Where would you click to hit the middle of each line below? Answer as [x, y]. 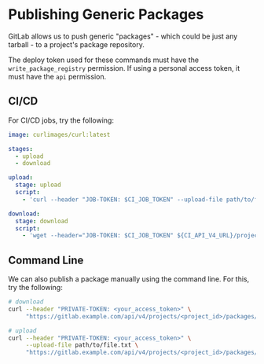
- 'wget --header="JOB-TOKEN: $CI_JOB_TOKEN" [98, 236]
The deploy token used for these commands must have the [103, 60]
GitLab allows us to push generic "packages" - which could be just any [123, 36]
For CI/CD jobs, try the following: [61, 120]
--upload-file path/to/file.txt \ [82, 345]
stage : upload [38, 185]
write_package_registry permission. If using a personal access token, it [124, 68]
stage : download [42, 221]
